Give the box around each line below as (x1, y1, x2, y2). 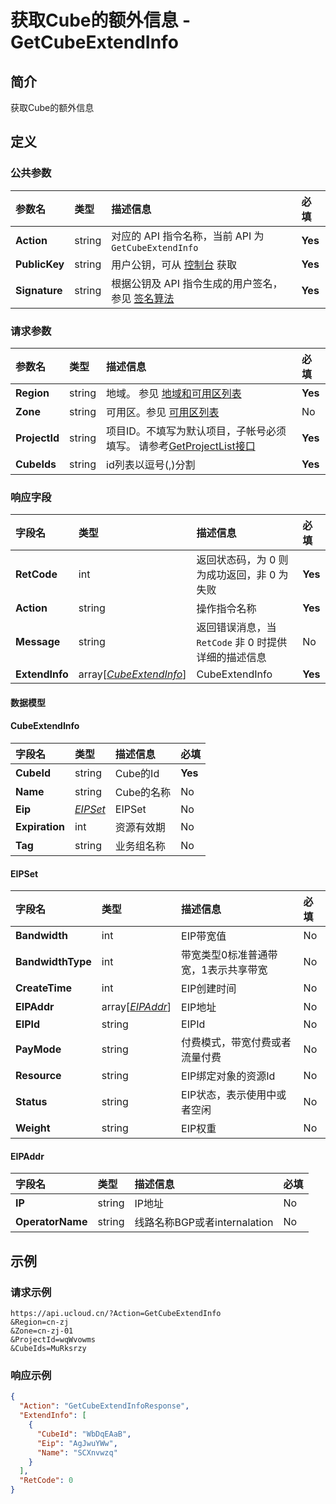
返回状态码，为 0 (196, 553, 277, 567)
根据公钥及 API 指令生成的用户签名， (111, 276, 283, 290)
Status (15, 1095, 48, 1109)
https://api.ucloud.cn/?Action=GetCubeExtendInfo (10, 1309, 222, 1319)
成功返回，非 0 (206, 568, 277, 582)
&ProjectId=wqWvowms (10, 1335, 97, 1345)
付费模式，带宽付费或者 (181, 1036, 292, 1050)
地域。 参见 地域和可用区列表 (106, 386, 242, 400)
